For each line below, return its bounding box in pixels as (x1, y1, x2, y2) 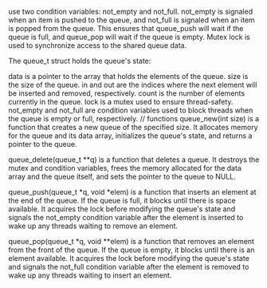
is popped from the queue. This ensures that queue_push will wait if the (8, 24, 244, 33)
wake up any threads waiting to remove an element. (8, 221, 178, 231)
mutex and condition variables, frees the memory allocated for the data (8, 164, 241, 172)
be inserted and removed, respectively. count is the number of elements (8, 89, 245, 98)
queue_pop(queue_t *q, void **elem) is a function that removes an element (8, 237, 255, 246)
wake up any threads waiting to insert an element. (8, 270, 172, 280)
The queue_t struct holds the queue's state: (8, 56, 151, 65)
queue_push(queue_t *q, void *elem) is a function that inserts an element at (8, 187, 257, 196)
